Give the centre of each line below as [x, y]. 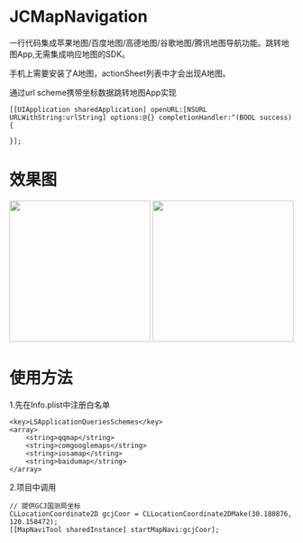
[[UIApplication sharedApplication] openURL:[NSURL [108, 109]
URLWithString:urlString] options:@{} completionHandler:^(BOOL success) [151, 117]
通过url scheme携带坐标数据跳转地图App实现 [93, 92]
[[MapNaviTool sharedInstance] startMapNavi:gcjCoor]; [115, 529]
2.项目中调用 [33, 487]
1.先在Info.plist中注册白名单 [60, 405]
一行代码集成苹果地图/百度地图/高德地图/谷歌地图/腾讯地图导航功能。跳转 [146, 42]
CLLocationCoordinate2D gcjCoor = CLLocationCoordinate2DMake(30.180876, [151, 514]
